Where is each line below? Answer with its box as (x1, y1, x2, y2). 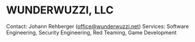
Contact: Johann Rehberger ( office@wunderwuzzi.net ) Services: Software (6, 23, 189, 30)
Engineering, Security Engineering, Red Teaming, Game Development (6, 29, 177, 36)
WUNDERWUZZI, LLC (6, 3, 114, 17)
